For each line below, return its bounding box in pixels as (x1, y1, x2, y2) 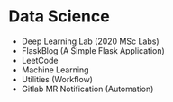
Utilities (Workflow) (21, 73, 94, 84)
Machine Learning (21, 64, 89, 75)
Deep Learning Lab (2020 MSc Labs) (21, 36, 159, 47)
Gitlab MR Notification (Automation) (21, 83, 154, 94)
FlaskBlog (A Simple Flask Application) (21, 45, 166, 55)
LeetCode (21, 55, 59, 65)
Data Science (8, 6, 110, 27)
